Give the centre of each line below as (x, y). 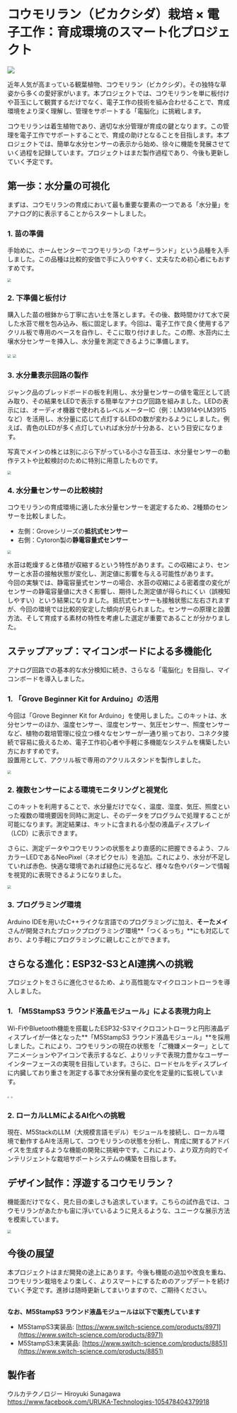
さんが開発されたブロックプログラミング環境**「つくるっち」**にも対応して (119, 930)
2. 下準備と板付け (37, 297)
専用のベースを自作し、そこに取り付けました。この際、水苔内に (131, 332)
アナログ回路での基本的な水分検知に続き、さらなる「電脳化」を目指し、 (112, 670)
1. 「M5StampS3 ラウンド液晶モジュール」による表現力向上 (109, 1011)
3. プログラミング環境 (44, 905)
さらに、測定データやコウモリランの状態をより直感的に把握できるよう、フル (118, 848)
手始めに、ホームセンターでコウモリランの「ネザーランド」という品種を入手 (118, 251)
